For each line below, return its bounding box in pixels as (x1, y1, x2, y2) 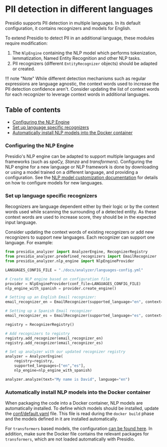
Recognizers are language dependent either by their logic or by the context (5, 203, 159, 210)
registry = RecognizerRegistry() (5, 322, 75, 327)
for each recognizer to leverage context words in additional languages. (5, 91, 150, 97)
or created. (12, 66, 35, 72)
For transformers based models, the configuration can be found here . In (5, 426, 153, 432)
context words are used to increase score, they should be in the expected (5, 214, 156, 220)
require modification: (5, 40, 48, 46)
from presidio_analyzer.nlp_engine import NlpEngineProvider (5, 259, 135, 264)
